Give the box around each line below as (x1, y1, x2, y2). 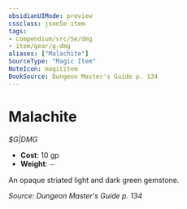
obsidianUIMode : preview (8, 11, 93, 20)
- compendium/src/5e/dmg (8, 34, 93, 43)
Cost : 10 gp (20, 150, 59, 159)
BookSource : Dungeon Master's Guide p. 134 (8, 72, 159, 81)
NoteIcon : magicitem (8, 65, 79, 73)
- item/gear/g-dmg (8, 42, 71, 50)
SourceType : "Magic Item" (8, 58, 96, 66)
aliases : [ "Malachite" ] (8, 50, 89, 58)
